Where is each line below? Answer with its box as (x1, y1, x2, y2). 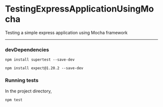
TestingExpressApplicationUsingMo (5, 3, 154, 15)
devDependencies (5, 46, 49, 53)
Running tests (5, 77, 39, 84)
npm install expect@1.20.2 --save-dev (5, 66, 83, 71)
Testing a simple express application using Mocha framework (5, 30, 128, 35)
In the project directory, (5, 88, 52, 94)
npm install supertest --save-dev (5, 57, 75, 62)
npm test (5, 97, 23, 102)
